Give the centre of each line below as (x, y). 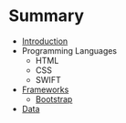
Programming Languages (69, 50)
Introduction (45, 41)
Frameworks (45, 89)
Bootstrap (54, 99)
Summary (46, 16)
